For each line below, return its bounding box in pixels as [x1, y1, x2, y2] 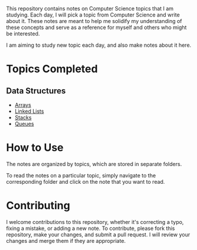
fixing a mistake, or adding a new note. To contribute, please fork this [6, 225, 175, 232]
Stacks [14, 114, 32, 121]
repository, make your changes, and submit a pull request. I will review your [6, 230, 190, 238]
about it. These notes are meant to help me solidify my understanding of [6, 18, 182, 24]
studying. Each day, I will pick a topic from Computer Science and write [6, 11, 180, 18]
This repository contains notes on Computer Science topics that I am [6, 5, 174, 12]
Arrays [14, 102, 31, 108]
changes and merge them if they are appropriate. [6, 237, 126, 244]
